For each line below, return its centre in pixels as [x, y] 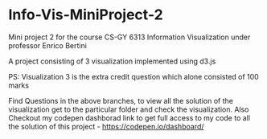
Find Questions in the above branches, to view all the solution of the [121, 100]
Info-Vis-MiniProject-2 [86, 15]
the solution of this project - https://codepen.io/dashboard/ [106, 126]
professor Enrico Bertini [47, 45]
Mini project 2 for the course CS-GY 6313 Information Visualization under [129, 37]
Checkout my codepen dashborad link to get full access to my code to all [129, 117]
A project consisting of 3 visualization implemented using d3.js [112, 61]
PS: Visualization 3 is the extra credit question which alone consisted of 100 [133, 76]
